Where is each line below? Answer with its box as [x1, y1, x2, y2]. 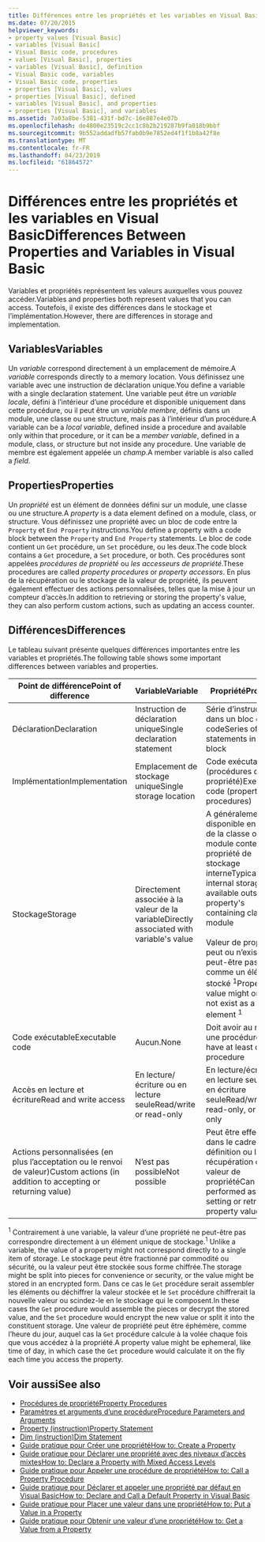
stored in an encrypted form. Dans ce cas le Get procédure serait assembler [8, 1279, 255, 1289]
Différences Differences [8, 624, 126, 637]
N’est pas [135, 1156, 170, 1167]
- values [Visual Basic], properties [8, 56, 132, 64]
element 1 [206, 1007, 243, 1020]
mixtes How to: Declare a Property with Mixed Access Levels [19, 1457, 216, 1467]
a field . [8, 455, 31, 465]
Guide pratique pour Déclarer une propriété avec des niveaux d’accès [19, 1449, 246, 1459]
